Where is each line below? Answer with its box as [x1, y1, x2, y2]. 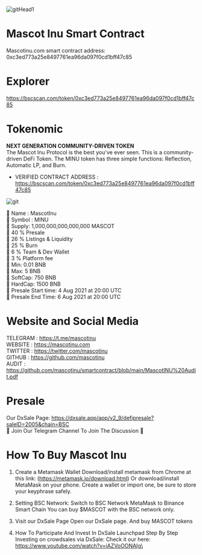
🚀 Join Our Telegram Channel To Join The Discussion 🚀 [6, 427, 144, 434]
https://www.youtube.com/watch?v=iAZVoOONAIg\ [14, 542, 144, 549]
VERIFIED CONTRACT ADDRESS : [14, 173, 99, 180]
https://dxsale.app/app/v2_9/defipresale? [51, 414, 154, 421]
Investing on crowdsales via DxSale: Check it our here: [14, 536, 151, 543]
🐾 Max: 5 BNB [6, 267, 41, 275]
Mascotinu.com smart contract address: [6, 47, 106, 54]
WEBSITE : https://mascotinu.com [6, 341, 90, 348]
